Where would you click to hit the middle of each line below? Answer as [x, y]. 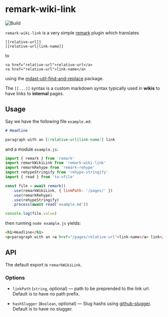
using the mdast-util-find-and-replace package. [54, 78]
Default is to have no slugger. [42, 308]
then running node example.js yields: [43, 223]
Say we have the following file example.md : [48, 121]
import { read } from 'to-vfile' [40, 177]
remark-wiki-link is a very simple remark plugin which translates [72, 33]
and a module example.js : [32, 149]
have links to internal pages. [34, 93]
